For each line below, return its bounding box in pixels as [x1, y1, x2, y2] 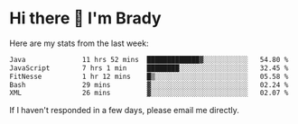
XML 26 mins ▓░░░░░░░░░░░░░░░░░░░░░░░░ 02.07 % [9, 89, 289, 98]
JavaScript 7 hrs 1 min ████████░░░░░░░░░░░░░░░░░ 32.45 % [9, 63, 289, 73]
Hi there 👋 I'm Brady [9, 8, 162, 29]
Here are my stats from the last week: [9, 38, 149, 49]
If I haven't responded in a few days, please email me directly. [9, 105, 239, 116]
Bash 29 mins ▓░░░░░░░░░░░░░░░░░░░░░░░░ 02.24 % [9, 80, 289, 89]
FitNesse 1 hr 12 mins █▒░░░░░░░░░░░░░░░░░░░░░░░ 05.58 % [9, 72, 289, 81]
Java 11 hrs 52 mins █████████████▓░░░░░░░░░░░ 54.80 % [9, 55, 289, 64]
